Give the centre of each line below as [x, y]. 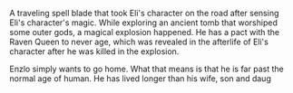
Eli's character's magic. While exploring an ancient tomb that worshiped [144, 23]
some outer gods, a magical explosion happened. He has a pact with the [144, 32]
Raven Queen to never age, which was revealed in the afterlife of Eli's [139, 42]
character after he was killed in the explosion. [94, 51]
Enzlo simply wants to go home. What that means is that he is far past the [146, 69]
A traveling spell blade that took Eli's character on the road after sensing [144, 13]
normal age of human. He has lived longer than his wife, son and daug [141, 79]
